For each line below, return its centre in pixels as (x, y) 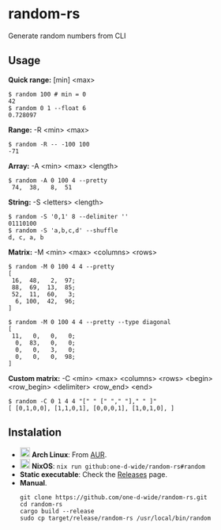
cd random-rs (41, 504)
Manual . (33, 482)
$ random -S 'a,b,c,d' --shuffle (63, 231)
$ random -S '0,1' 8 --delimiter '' (68, 216)
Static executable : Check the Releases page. (94, 474)
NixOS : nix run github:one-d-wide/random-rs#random (118, 466)
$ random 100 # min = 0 (47, 94)
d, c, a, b (26, 237)
